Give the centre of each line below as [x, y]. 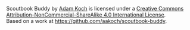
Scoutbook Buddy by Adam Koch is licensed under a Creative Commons [95, 9]
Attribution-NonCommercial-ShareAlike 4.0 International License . [86, 15]
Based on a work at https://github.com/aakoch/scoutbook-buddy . [87, 21]
